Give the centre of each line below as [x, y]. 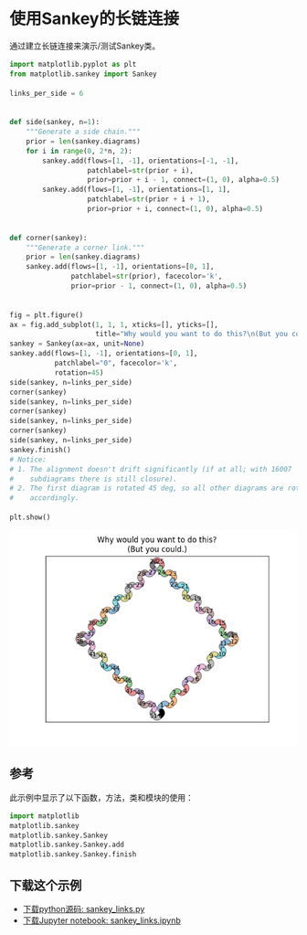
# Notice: [28, 459]
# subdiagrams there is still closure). [94, 479]
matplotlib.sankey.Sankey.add [67, 845]
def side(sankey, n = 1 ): [55, 122]
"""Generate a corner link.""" [85, 248]
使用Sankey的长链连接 [95, 19]
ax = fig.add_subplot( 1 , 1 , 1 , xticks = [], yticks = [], [114, 324]
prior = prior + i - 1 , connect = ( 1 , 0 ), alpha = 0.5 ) [184, 180]
